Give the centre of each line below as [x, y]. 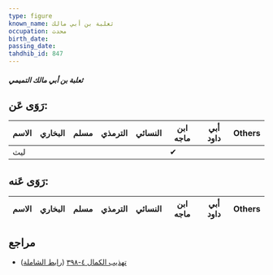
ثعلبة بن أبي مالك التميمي [46, 80]
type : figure [30, 16]
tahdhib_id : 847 [36, 54]
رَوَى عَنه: [28, 181]
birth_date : [28, 39]
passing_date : [32, 46]
